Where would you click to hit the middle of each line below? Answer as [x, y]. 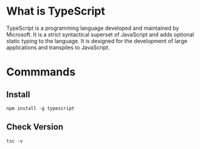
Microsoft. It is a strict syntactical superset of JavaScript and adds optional [100, 34]
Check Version [35, 127]
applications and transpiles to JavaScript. [58, 47]
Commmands [41, 72]
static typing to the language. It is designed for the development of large [97, 41]
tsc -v [15, 141]
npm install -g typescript [40, 108]
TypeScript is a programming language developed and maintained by [93, 28]
